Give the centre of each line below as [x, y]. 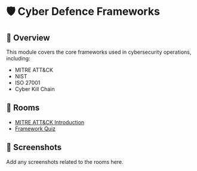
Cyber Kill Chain [35, 89]
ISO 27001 [27, 83]
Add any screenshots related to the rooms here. [65, 161]
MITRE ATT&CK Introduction [50, 122]
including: [19, 58]
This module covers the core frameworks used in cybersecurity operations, [99, 52]
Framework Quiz [35, 129]
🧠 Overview [28, 37]
